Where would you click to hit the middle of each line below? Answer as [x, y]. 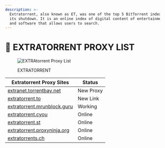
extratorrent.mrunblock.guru [40, 106]
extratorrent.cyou [27, 114]
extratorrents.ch [26, 138]
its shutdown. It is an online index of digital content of [72, 19]
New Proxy [90, 91]
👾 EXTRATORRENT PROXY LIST [70, 47]
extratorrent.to [24, 99]
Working [87, 106]
